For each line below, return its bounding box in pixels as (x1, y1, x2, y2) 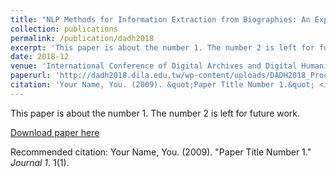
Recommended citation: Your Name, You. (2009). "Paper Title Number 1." (10, 146, 312, 158)
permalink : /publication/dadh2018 (10, 33, 155, 43)
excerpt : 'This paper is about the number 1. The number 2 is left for (10, 42, 315, 53)
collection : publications (10, 24, 118, 34)
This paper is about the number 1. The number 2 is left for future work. (10, 107, 301, 119)
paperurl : (10, 71, 52, 81)
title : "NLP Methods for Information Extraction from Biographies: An (10, 14, 311, 25)
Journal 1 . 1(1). (10, 156, 70, 168)
